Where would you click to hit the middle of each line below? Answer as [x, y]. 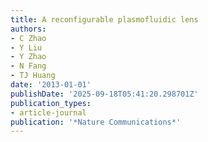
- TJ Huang [33, 76]
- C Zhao [28, 38]
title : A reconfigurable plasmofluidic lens [104, 19]
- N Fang [28, 66]
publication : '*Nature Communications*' [96, 122]
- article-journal [48, 112]
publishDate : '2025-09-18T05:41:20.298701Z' [104, 94]
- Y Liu [26, 47]
